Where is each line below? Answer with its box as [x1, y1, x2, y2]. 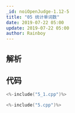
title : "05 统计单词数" [6, 14, 60, 20]
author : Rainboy [6, 31, 46, 36]
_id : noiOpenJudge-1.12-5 [6, 8, 69, 15]
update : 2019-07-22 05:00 [6, 25, 69, 31]
